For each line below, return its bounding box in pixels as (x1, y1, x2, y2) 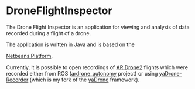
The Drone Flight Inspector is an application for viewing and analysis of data (6, 23, 190, 30)
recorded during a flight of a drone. (6, 29, 91, 36)
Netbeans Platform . (6, 52, 53, 59)
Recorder (6, 76, 29, 83)
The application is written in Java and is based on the (6, 41, 135, 48)
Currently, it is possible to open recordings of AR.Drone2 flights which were (6, 63, 189, 71)
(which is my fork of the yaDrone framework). (29, 76, 140, 83)
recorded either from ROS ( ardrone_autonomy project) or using (6, 70, 158, 77)
